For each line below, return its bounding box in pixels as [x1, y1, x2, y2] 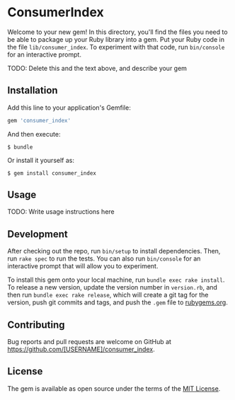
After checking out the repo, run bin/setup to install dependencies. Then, [7, 247, 221, 256]
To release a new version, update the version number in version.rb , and [7, 283, 218, 292]
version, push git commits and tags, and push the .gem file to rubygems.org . [7, 298, 229, 307]
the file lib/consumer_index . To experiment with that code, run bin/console [7, 42, 225, 51]
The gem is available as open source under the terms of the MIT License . [7, 384, 221, 393]
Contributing [7, 319, 65, 331]
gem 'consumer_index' [7, 117, 71, 124]
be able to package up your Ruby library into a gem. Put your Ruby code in [7, 35, 225, 43]
